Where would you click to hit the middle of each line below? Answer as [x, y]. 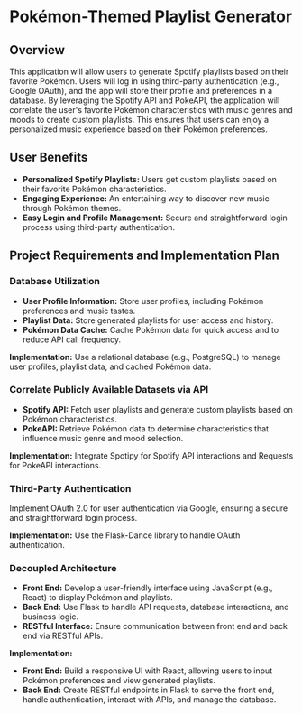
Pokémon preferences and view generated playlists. [119, 681]
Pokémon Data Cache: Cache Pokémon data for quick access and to [151, 329]
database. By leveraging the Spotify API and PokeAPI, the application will [145, 100]
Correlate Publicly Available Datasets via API [109, 390]
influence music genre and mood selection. [103, 438]
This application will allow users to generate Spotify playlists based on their [149, 71]
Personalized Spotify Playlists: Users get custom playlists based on [150, 179]
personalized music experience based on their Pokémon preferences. [138, 129]
